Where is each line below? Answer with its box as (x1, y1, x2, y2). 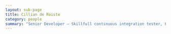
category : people (5, 16, 42, 21)
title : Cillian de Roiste (5, 12, 60, 17)
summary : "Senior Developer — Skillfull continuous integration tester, (5, 21, 163, 26)
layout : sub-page (5, 7, 42, 12)
